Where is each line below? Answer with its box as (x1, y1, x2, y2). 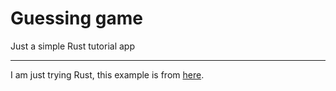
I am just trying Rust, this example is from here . (10, 68, 205, 81)
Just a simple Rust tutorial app (10, 40, 135, 52)
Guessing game (10, 7, 144, 30)
